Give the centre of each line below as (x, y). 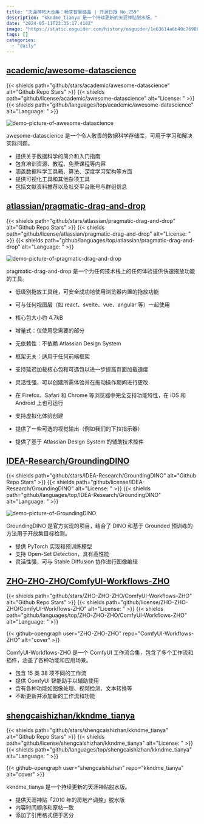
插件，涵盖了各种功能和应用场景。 (49, 660)
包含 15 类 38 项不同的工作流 (51, 673)
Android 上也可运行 (39, 403)
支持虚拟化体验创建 (39, 415)
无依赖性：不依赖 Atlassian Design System (68, 343)
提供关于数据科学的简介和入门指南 (58, 156)
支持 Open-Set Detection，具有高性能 (62, 554)
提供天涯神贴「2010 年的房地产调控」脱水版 (70, 800)
